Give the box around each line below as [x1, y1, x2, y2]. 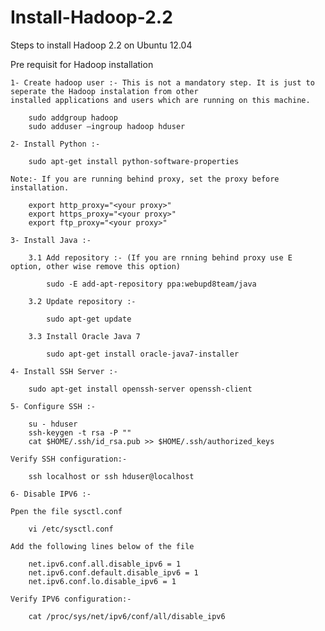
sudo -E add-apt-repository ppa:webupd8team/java [46, 279, 257, 289]
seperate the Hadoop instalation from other [10, 86, 199, 96]
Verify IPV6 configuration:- [10, 594, 132, 604]
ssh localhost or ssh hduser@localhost [28, 471, 195, 481]
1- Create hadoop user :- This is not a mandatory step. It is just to [10, 77, 315, 88]
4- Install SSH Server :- [10, 366, 118, 376]
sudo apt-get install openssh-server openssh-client [28, 384, 253, 394]
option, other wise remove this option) [10, 261, 182, 271]
